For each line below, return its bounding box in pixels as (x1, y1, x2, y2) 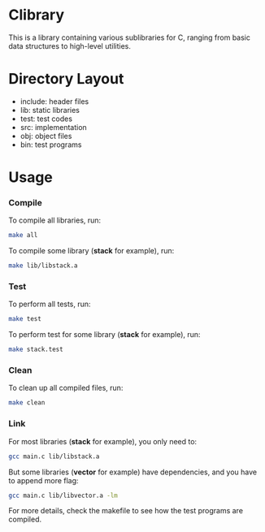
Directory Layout (8, 70, 124, 89)
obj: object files (20, 131, 72, 141)
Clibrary (8, 6, 65, 24)
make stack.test (8, 345, 63, 354)
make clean (8, 399, 46, 407)
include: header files (20, 96, 89, 106)
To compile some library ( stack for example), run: (8, 246, 175, 256)
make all (8, 231, 38, 240)
